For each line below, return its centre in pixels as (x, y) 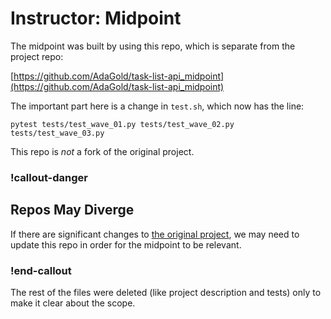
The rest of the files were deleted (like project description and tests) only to (166, 292)
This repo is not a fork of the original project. (102, 151)
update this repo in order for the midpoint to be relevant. (126, 244)
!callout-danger (49, 177)
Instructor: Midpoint (96, 18)
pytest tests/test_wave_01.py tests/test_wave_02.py (122, 124)
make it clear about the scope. (73, 303)
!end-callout (41, 270)
